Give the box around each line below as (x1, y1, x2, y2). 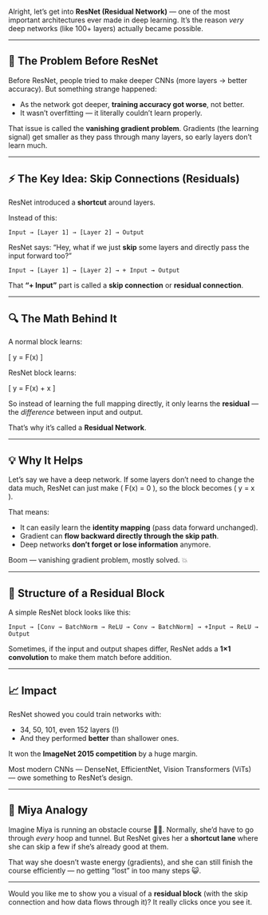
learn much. (8, 140, 48, 150)
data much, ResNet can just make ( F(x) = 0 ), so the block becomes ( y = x (8, 483, 255, 493)
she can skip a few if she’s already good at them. (8, 841, 169, 851)
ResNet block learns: (8, 368, 77, 378)
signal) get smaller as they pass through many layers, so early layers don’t (8, 132, 253, 141)
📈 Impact (8, 684, 57, 698)
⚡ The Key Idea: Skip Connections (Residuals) (8, 172, 240, 186)
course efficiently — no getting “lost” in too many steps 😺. (8, 865, 202, 875)
